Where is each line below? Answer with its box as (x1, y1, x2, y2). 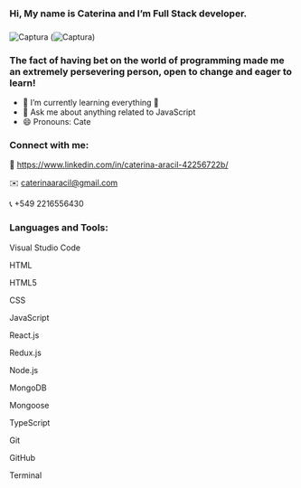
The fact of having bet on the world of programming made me (9, 53, 285, 66)
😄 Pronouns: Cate (22, 117, 91, 127)
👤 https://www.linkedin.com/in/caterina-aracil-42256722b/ (9, 159, 229, 170)
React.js (9, 329, 40, 341)
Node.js (9, 364, 39, 375)
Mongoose (9, 399, 50, 410)
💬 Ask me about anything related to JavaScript (22, 107, 196, 117)
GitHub (9, 452, 36, 463)
